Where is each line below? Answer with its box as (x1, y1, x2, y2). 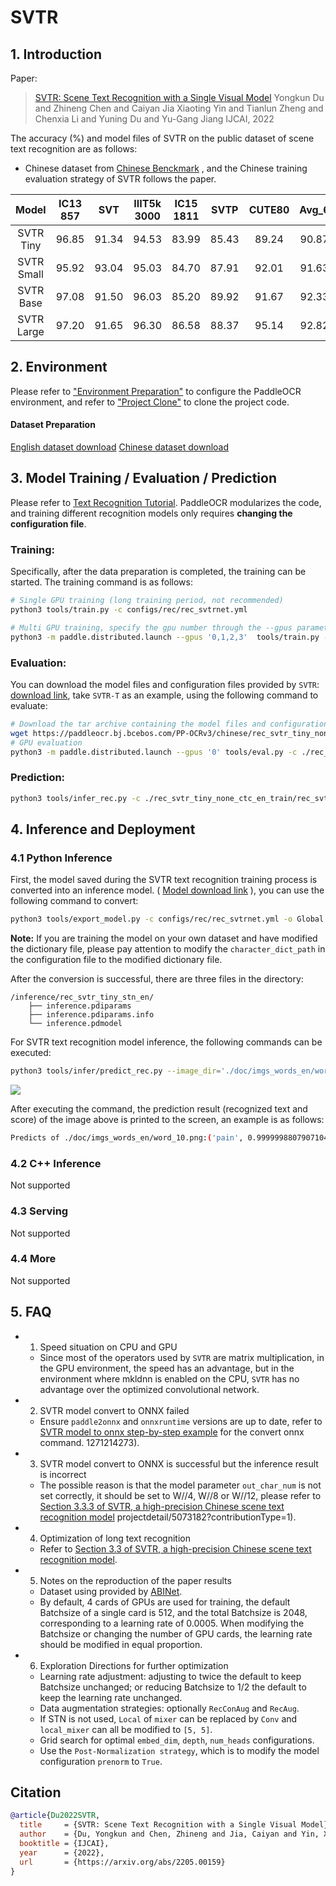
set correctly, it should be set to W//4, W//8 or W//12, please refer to (39, 1489, 322, 1501)
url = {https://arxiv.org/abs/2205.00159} (19, 1857, 226, 1867)
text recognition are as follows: (10, 143, 138, 155)
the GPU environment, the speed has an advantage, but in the (39, 1362, 295, 1374)
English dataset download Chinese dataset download (10, 441, 230, 453)
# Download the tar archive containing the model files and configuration (10, 719, 329, 729)
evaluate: (10, 699, 48, 711)
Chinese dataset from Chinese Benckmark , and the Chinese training (24, 162, 308, 174)
